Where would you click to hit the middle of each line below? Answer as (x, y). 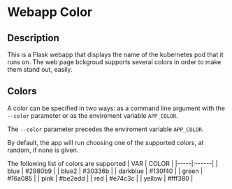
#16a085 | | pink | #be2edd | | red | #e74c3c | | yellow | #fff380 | (100, 178)
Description (33, 38)
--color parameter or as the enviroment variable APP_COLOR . (93, 115)
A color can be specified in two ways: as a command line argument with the (116, 108)
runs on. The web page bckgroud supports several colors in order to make (114, 62)
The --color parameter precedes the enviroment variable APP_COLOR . (106, 129)
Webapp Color (50, 12)
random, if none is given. (43, 150)
